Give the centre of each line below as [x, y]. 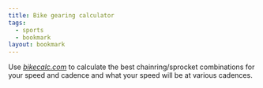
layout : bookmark [37, 45]
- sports [30, 30]
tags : [17, 23]
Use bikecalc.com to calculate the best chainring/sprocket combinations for [131, 67]
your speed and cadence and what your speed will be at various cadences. [130, 75]
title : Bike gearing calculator [61, 15]
